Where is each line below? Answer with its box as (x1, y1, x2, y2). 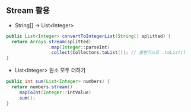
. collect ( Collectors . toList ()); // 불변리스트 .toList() (48, 50, 186, 56)
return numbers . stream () (11, 84, 73, 90)
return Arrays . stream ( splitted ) (11, 39, 92, 44)
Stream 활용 (6, 5, 50, 16)
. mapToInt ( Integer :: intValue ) (17, 89, 92, 95)
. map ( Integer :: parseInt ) (48, 44, 110, 50)
